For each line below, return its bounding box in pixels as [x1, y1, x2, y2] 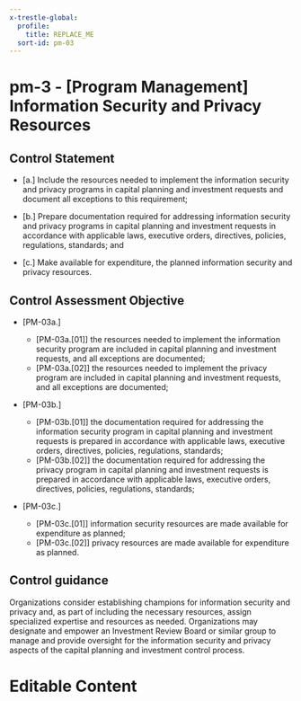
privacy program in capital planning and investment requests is [35, 465, 270, 475]
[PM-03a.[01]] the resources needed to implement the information [35, 334, 281, 345]
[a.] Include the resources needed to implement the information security [22, 174, 289, 185]
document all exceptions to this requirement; [22, 194, 189, 205]
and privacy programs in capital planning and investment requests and [22, 184, 284, 195]
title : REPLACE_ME [25, 30, 94, 39]
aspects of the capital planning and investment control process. [9, 644, 245, 655]
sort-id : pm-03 [17, 38, 75, 48]
